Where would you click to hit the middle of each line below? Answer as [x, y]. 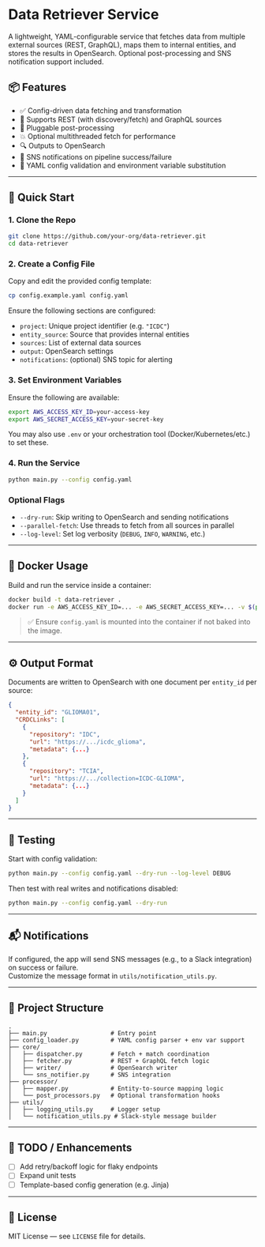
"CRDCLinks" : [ [40, 720]
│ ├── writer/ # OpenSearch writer [93, 1068]
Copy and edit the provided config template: [80, 281]
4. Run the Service [44, 463]
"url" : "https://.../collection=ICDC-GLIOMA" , [107, 778]
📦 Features [37, 87]
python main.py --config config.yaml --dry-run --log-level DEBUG [119, 874]
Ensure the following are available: [64, 397]
